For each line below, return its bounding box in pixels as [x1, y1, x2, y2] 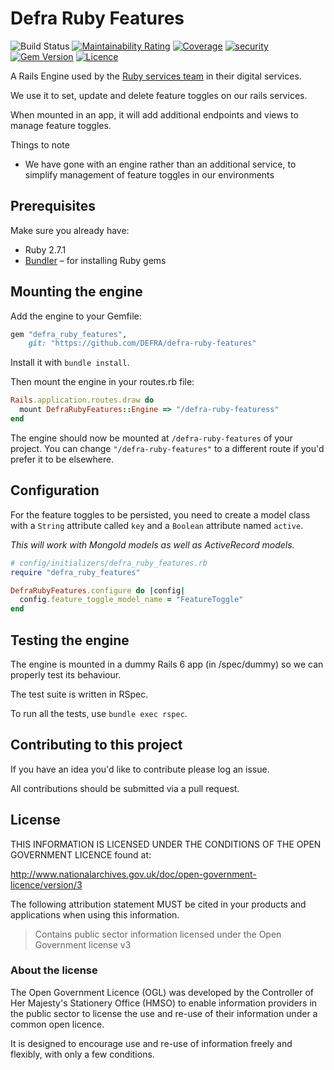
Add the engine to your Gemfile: [10, 310, 142, 322]
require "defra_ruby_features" [10, 567, 141, 577]
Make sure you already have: [10, 224, 130, 236]
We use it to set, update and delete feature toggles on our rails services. [10, 89, 308, 101]
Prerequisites [10, 198, 96, 215]
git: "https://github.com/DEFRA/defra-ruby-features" [28, 338, 257, 349]
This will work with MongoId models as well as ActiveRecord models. [10, 538, 295, 551]
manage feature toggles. [10, 119, 112, 131]
